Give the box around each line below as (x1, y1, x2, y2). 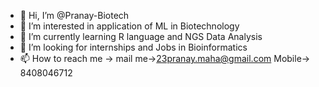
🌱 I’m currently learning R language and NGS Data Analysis (19, 31, 263, 42)
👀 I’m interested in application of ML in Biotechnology (19, 20, 240, 32)
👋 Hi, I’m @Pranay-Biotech (19, 10, 130, 21)
